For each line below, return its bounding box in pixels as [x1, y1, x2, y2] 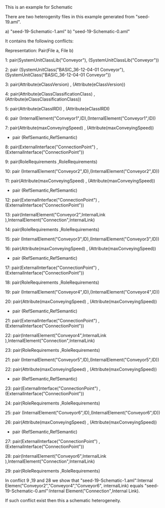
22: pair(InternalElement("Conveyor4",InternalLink [5, 333, 107, 338]
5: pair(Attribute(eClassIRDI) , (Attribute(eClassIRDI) [5, 106, 110, 111]
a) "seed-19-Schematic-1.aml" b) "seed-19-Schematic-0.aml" [5, 29, 130, 34]
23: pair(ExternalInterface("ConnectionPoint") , [5, 385, 101, 391]
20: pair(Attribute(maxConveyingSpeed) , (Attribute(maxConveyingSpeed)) [5, 299, 157, 305]
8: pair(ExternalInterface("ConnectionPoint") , [5, 144, 98, 150]
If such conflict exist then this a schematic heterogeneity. [5, 498, 122, 503]
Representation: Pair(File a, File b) [5, 48, 74, 53]
